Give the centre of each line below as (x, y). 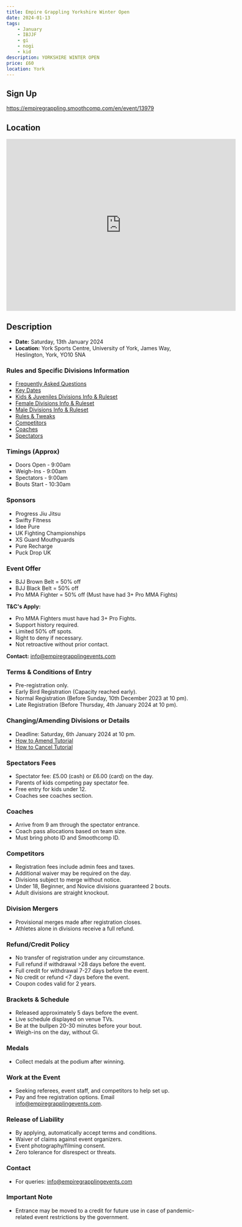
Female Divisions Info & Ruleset (55, 403)
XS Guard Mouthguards (45, 539)
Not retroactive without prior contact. (62, 644)
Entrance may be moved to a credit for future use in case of (90, 1210)
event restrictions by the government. (82, 1217)
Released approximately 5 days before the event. (77, 1013)
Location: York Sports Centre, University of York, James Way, (93, 348)
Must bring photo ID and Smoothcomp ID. (68, 838)
